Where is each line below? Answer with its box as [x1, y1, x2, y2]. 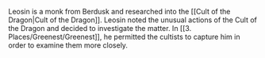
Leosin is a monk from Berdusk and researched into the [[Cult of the [8, 7, 231, 16]
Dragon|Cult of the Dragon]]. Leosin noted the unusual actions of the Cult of [8, 15, 258, 25]
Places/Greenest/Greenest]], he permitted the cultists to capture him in [8, 32, 240, 41]
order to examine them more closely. [8, 41, 129, 50]
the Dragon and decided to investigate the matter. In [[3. [8, 24, 192, 33]
